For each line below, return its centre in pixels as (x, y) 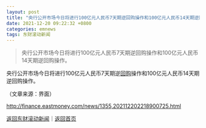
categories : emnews (31, 29)
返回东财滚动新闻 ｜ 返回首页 (41, 119)
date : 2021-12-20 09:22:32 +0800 (49, 23)
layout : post (23, 12)
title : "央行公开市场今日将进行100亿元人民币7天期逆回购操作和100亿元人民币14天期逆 (103, 18)
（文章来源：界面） (31, 94)
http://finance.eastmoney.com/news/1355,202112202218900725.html (94, 106)
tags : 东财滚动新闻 (29, 35)
